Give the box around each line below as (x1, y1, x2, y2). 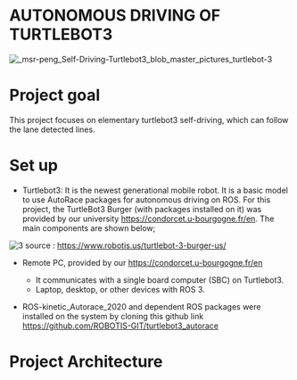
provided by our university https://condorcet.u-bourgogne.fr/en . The (21, 213, 275, 224)
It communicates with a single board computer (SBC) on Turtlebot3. (35, 274, 285, 285)
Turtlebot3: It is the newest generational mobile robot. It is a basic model (21, 185, 288, 195)
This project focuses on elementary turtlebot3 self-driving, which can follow (9, 114, 289, 125)
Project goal (9, 86, 101, 105)
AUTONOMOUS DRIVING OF (9, 5, 221, 26)
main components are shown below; (21, 222, 156, 233)
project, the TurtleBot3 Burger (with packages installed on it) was (21, 203, 262, 214)
